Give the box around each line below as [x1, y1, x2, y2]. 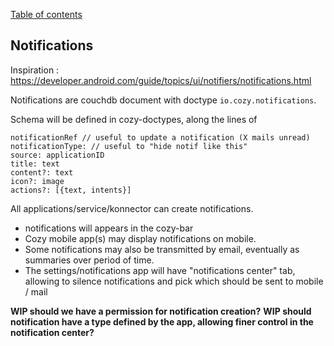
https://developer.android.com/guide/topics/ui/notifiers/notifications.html [10, 74, 312, 86]
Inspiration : [10, 64, 60, 76]
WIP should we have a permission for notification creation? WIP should [10, 305, 312, 317]
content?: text [10, 167, 74, 178]
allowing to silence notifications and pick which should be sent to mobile [24, 275, 324, 287]
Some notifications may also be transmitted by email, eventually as [24, 243, 300, 255]
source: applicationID [10, 150, 105, 160]
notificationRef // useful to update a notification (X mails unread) [10, 132, 311, 143]
